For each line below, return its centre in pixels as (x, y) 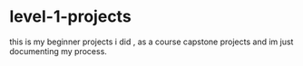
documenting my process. (58, 51)
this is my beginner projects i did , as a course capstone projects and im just (151, 42)
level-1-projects (70, 17)
